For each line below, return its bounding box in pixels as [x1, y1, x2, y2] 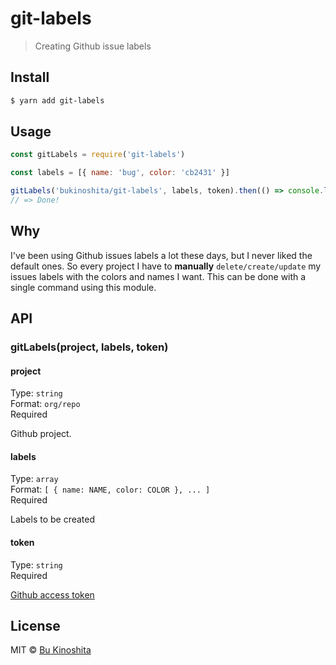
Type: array [10, 473, 59, 485]
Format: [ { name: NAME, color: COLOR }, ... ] [10, 483, 211, 496]
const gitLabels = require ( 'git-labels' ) [10, 150, 186, 160]
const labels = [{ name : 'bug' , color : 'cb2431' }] [10, 168, 230, 178]
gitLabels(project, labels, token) [10, 340, 169, 354]
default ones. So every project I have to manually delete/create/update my [10, 260, 322, 272]
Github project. [10, 428, 72, 440]
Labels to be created [10, 513, 96, 526]
